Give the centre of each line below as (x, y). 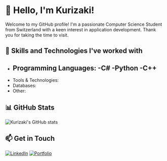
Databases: (24, 86)
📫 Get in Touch (30, 139)
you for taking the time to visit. (37, 35)
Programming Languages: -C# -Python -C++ (85, 68)
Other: (19, 91)
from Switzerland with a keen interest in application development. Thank (81, 29)
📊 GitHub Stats (30, 107)
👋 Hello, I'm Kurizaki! (50, 10)
